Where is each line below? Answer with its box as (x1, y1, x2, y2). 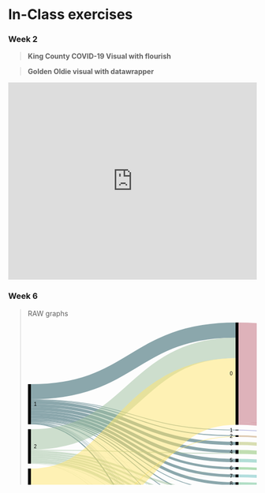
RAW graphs (27, 308, 69, 318)
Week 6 (8, 290, 38, 301)
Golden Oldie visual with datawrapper (27, 67, 155, 77)
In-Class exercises (8, 6, 133, 24)
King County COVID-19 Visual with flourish (27, 51, 171, 61)
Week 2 (8, 34, 38, 45)
